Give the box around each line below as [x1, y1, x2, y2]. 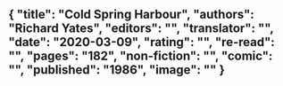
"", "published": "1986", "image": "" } [8, 62, 225, 78]
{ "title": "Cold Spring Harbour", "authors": [8, 7, 255, 22]
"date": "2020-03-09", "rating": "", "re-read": [8, 35, 276, 50]
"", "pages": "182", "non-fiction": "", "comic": [8, 49, 273, 64]
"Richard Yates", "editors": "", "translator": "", [8, 21, 274, 36]
